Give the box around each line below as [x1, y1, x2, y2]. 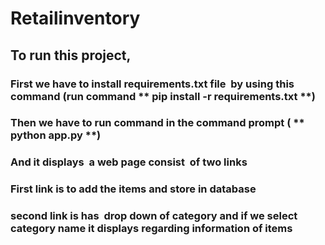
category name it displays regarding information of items [10, 222, 293, 236]
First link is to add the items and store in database [10, 182, 257, 196]
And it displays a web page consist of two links [10, 155, 248, 169]
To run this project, [10, 47, 132, 64]
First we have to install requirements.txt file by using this [10, 77, 295, 91]
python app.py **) [10, 128, 102, 142]
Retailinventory [10, 7, 141, 30]
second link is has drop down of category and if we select [10, 209, 298, 223]
